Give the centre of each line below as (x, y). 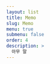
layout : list (23, 12)
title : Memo (21, 18)
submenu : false (25, 35)
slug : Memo (20, 23)
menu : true (20, 29)
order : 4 (17, 40)
